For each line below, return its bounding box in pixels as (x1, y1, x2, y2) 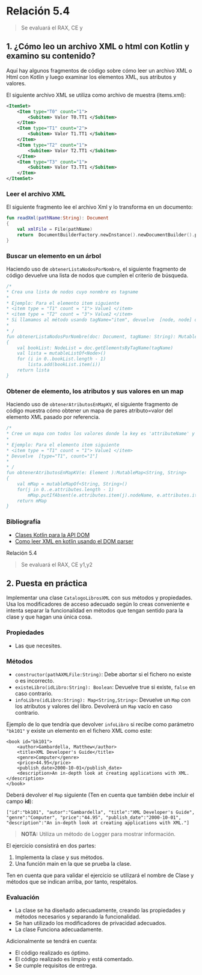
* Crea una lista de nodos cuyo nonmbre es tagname (6, 289, 138, 295)
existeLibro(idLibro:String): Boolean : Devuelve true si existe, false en (14, 683, 195, 691)
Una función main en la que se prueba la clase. (14, 860, 132, 867)
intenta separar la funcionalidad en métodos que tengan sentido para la (6, 607, 183, 614)
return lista (17, 367, 50, 373)
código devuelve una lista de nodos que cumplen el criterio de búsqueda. (6, 272, 189, 279)
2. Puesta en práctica (6, 578, 88, 588)
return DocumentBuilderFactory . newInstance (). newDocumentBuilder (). (17, 231, 195, 238)
